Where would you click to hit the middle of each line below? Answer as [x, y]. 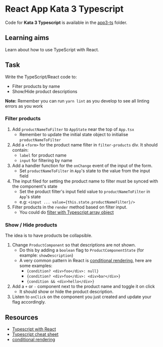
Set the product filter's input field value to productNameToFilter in [85, 191]
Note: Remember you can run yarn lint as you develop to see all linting [77, 101]
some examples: [36, 266]
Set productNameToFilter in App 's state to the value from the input [85, 171]
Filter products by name [36, 86]
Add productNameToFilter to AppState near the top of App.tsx [73, 129]
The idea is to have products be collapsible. [49, 236]
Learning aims [27, 38]
